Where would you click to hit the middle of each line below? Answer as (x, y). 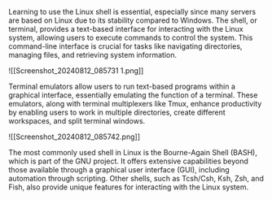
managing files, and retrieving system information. (93, 55)
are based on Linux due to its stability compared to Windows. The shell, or (133, 20)
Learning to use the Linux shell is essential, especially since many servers (132, 12)
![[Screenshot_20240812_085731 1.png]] (76, 71)
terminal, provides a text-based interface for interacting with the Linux (126, 29)
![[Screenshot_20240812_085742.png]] (75, 137)
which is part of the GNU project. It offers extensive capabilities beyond (128, 161)
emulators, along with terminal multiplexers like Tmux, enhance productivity (135, 104)
